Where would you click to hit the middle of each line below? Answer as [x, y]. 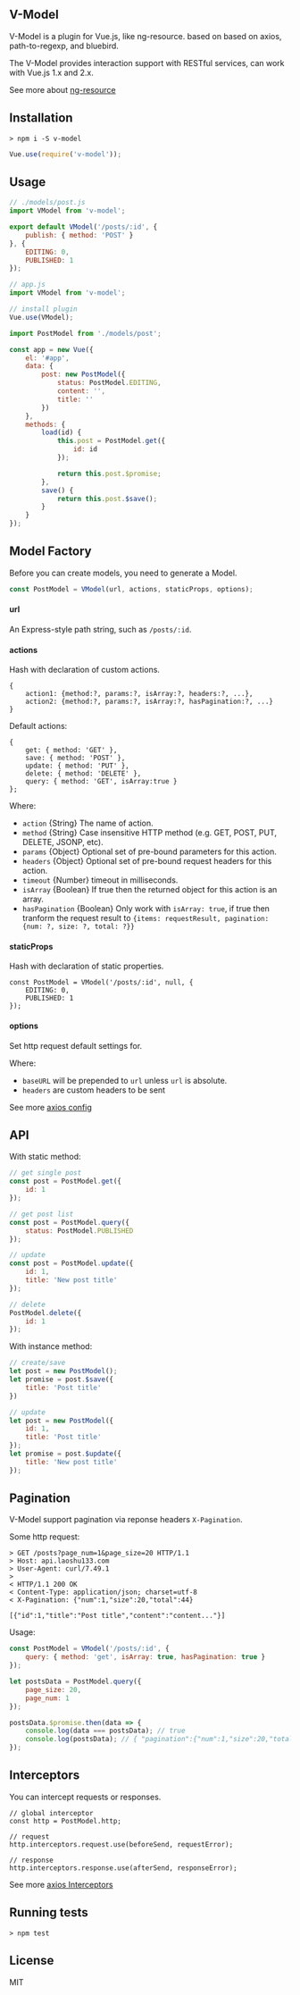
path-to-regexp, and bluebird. [64, 46]
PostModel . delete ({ [46, 1312]
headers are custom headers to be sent [94, 1090]
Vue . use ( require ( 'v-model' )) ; [66, 154]
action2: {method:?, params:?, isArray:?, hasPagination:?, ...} [150, 702]
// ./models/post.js [48, 203]
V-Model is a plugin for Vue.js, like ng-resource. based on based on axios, [146, 36]
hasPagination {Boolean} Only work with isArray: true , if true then [146, 909]
